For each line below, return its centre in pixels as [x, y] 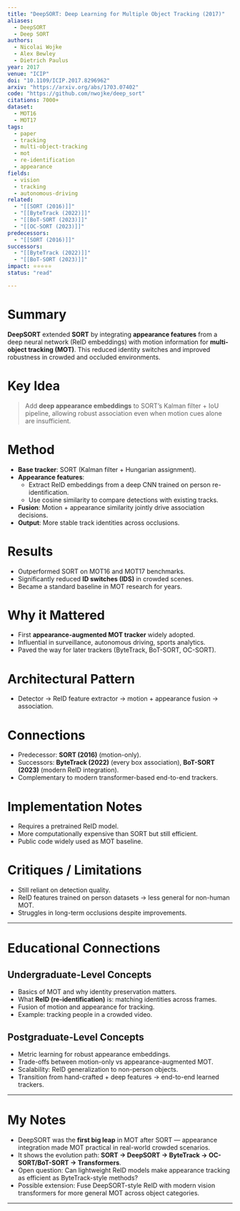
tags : [15, 127]
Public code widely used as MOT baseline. [80, 841]
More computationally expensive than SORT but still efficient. [107, 834]
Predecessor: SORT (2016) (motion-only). [79, 755]
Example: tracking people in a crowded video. [85, 1015]
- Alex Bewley [35, 54]
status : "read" [30, 273]
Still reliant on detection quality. [64, 890]
